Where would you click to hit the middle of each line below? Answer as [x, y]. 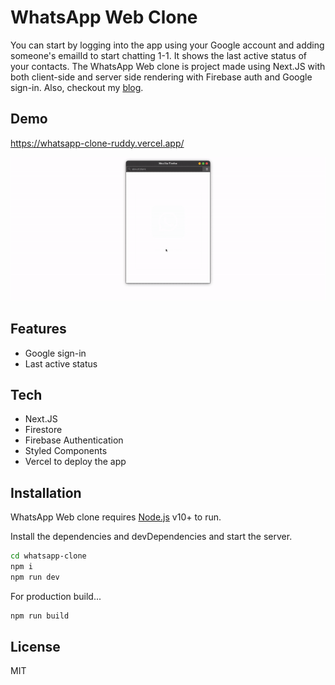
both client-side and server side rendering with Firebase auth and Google [161, 77]
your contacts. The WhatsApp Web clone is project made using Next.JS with [168, 66]
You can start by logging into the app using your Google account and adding [167, 45]
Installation [46, 492]
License [35, 647]
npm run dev [35, 577]
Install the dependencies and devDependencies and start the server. [151, 537]
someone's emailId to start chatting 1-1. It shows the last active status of [159, 55]
